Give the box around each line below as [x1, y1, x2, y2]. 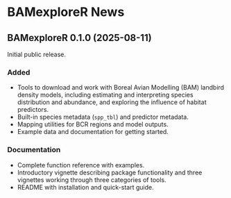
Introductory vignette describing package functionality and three [17, 168, 203, 176]
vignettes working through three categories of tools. [17, 175, 166, 184]
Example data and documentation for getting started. [17, 128, 169, 136]
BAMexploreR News [7, 4, 125, 20]
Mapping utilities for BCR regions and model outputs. [17, 120, 169, 129]
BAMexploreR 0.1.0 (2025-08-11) [7, 32, 152, 44]
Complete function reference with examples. [17, 160, 145, 169]
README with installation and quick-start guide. [17, 183, 154, 191]
